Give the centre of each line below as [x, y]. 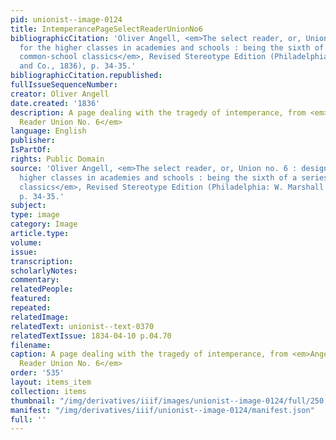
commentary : [35, 280]
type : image [35, 215]
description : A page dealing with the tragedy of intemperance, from [158, 112]
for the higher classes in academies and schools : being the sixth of [172, 47]
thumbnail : [33, 401]
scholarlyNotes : [44, 271]
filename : [31, 345]
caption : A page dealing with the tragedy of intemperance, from [149, 354]
